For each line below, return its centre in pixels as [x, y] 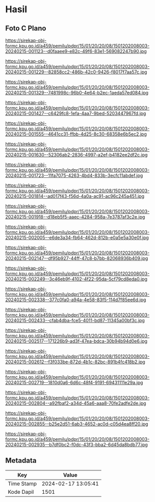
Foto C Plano [26, 28]
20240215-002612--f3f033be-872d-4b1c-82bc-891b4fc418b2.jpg [75, 362]
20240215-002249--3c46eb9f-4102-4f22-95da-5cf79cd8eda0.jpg [76, 279]
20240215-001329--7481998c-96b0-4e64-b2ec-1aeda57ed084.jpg [77, 93]
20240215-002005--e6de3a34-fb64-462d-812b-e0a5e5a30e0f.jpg [77, 237]
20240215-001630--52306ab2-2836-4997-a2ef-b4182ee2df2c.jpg [76, 155]
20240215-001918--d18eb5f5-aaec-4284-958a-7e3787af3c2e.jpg [75, 217]
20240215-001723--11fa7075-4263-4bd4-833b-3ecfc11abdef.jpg [74, 175]
